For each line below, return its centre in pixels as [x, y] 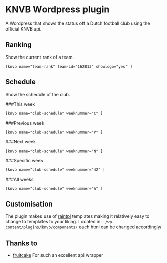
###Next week [21, 141]
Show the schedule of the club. [38, 94]
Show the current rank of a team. [40, 57]
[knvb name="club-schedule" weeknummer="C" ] [54, 113]
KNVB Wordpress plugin [57, 9]
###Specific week [24, 160]
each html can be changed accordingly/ [120, 227]
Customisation [29, 204]
